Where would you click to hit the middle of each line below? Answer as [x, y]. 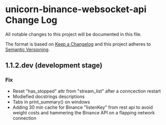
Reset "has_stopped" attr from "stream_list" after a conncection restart [87, 91]
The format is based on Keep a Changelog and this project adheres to [78, 44]
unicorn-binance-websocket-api [76, 9]
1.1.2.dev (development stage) [54, 65]
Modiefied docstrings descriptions [48, 96]
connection [24, 118]
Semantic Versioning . [27, 49]
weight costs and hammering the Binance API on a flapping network [84, 112]
